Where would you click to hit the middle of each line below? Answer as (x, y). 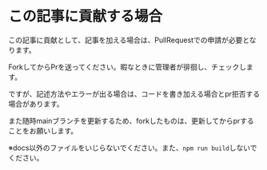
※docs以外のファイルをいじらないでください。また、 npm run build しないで (133, 148)
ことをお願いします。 (43, 130)
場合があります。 (36, 104)
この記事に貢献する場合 (86, 16)
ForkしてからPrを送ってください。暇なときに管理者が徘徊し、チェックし (127, 67)
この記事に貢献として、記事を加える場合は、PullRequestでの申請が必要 (126, 40)
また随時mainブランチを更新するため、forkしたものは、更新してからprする (131, 121)
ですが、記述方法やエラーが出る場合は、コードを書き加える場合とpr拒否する (134, 93)
